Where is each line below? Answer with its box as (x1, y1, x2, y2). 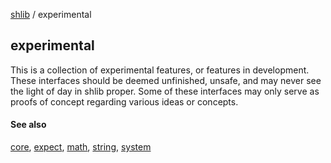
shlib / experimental (10, 9, 92, 20)
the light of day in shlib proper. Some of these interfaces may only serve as (10, 85, 320, 97)
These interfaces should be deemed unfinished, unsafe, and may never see (10, 74, 322, 86)
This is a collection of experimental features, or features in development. (10, 64, 310, 76)
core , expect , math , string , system (10, 141, 152, 153)
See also (10, 119, 47, 131)
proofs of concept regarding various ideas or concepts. (10, 95, 239, 108)
